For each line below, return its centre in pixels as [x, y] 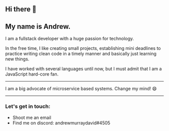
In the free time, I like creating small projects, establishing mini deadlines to [83, 48]
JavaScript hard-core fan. [32, 74]
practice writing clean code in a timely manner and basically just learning [81, 54]
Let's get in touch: [28, 106]
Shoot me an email [32, 117]
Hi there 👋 [21, 9]
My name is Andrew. [38, 26]
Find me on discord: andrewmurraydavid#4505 [61, 123]
